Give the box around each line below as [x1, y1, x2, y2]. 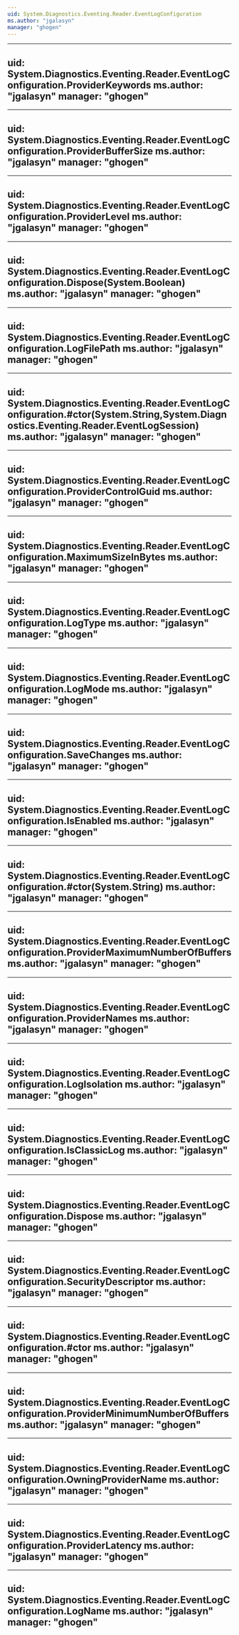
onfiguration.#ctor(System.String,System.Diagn [7, 408, 228, 421]
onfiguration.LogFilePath [7, 343, 121, 355]
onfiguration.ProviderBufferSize [7, 145, 154, 157]
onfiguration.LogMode [7, 683, 110, 695]
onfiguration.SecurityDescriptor [7, 1276, 154, 1288]
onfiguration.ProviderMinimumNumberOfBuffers [7, 1408, 230, 1420]
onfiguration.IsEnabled [7, 814, 112, 827]
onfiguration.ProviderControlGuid [7, 486, 161, 498]
